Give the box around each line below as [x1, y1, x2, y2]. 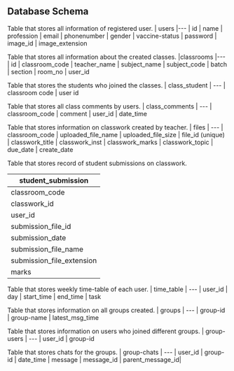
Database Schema [7, 6, 89, 17]
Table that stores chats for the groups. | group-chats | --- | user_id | [7, 348, 203, 356]
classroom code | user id [7, 88, 79, 97]
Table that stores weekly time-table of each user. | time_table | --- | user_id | [7, 285, 228, 293]
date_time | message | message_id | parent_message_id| [18, 355, 182, 363]
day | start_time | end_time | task [7, 292, 102, 300]
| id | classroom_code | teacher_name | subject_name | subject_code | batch [7, 59, 228, 69]
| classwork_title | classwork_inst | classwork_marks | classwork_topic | [7, 138, 214, 146]
